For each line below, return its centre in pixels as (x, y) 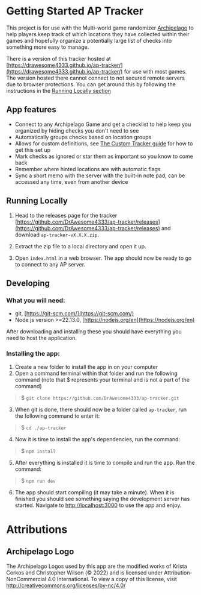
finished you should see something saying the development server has (102, 499)
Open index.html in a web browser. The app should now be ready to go (103, 258)
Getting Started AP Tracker (75, 11)
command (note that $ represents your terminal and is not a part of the (102, 379)
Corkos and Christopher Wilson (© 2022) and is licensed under (85, 572)
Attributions (37, 529)
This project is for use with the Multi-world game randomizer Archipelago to (100, 28)
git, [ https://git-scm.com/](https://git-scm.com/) (74, 313)
